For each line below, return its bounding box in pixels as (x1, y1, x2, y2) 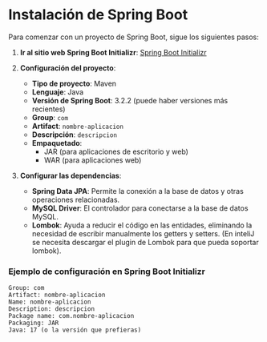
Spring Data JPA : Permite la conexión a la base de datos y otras (31, 186, 245, 195)
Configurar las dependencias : (19, 171, 122, 180)
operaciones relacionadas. (31, 195, 120, 204)
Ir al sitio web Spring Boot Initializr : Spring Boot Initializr (19, 47, 207, 57)
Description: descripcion (8, 305, 95, 313)
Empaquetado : (31, 138, 83, 147)
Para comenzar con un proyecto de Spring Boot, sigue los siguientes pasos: (8, 32, 259, 42)
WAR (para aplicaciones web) (43, 155, 142, 165)
